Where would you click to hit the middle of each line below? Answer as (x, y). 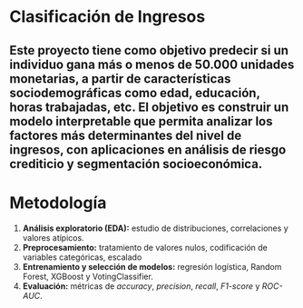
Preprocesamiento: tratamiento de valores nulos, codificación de (145, 247)
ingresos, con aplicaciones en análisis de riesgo (148, 149)
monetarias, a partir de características (120, 79)
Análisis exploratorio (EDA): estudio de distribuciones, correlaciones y (155, 228)
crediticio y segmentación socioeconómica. (136, 164)
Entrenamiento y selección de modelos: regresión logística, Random (152, 266)
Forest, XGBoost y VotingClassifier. (88, 276)
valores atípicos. (53, 237)
